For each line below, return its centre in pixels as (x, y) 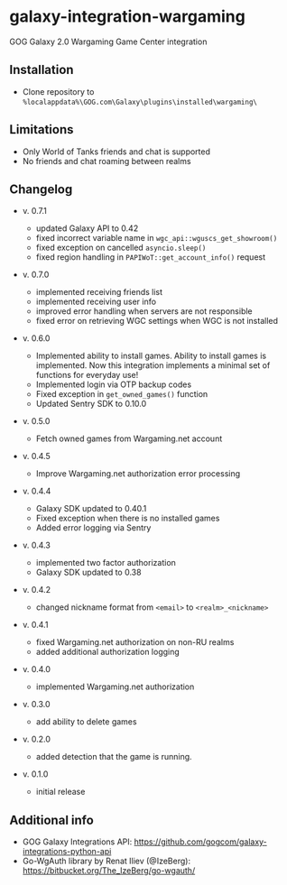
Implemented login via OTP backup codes (114, 384)
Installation (42, 70)
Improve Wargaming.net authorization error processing (138, 474)
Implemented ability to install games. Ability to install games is (151, 356)
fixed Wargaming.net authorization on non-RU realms (135, 642)
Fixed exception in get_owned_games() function (122, 394)
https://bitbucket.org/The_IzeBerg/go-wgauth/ (109, 871)
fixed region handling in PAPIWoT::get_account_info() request (151, 257)
